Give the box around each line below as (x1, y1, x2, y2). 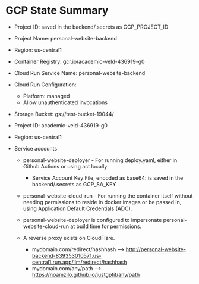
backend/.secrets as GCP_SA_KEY (31, 180, 116, 188)
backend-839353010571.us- (31, 252, 102, 259)
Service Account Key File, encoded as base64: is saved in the (31, 174, 184, 182)
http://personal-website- (125, 245, 187, 253)
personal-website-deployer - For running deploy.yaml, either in (23, 156, 178, 164)
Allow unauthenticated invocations (23, 99, 108, 106)
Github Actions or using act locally (23, 163, 108, 170)
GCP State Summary (5, 4, 109, 17)
